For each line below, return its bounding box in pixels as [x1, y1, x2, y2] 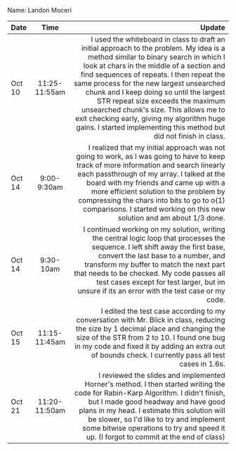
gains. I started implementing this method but [76, 122, 225, 132]
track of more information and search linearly [76, 160, 225, 170]
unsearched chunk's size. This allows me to [81, 105, 225, 115]
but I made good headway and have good [88, 397, 225, 407]
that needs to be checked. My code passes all [73, 269, 225, 278]
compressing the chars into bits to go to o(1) [78, 196, 225, 205]
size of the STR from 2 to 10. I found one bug [76, 333, 225, 342]
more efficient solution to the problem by [91, 186, 225, 196]
